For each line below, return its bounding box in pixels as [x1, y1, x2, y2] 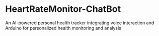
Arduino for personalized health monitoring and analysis [5, 25, 122, 31]
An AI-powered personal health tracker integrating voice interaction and [5, 20, 154, 26]
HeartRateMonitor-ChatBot [5, 3, 121, 15]
